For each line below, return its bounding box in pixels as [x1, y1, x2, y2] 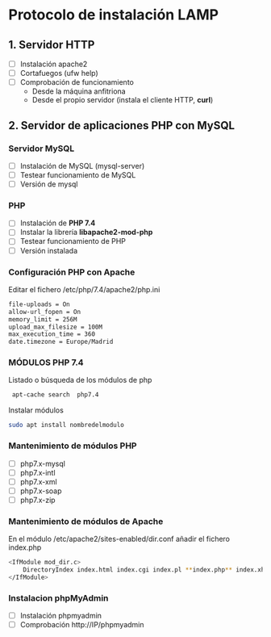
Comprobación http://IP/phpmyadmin [19, 620, 144, 630]
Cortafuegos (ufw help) [19, 69, 98, 78]
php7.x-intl [19, 467, 56, 477]
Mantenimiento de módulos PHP [8, 440, 137, 451]
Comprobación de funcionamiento [19, 78, 135, 87]
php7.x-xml [19, 476, 58, 486]
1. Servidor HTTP [8, 38, 95, 52]
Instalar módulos [8, 405, 65, 415]
